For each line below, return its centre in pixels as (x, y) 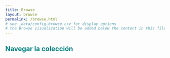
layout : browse (21, 14)
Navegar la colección (39, 49)
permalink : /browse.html (31, 19)
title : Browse (20, 10)
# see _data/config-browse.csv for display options (61, 24)
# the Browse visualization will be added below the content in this (80, 28)
